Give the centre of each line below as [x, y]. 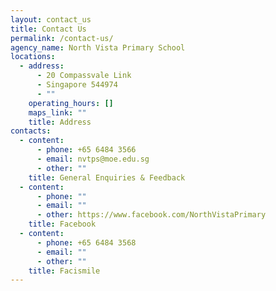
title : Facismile [64, 271]
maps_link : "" [57, 112]
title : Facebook [62, 224]
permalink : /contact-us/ [62, 38]
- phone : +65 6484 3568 [86, 242]
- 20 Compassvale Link [84, 76]
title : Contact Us [48, 29]
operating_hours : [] [71, 103]
